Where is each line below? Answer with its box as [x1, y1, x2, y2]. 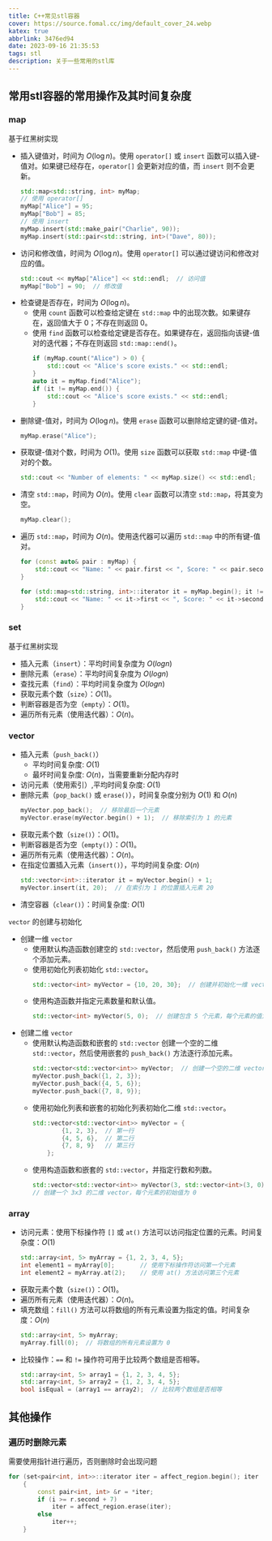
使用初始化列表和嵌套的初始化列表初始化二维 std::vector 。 [32, 1103, 231, 1113]
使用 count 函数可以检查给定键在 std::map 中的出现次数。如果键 [32, 308, 244, 317]
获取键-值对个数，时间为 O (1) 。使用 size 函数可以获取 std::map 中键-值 [19, 447, 257, 457]
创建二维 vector [19, 1028, 73, 1038]
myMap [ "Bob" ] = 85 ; [19, 210, 87, 218]
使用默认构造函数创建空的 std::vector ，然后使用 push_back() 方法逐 [32, 944, 261, 953]
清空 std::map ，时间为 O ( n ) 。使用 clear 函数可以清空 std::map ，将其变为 [19, 489, 264, 499]
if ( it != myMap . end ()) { [32, 385, 120, 393]
